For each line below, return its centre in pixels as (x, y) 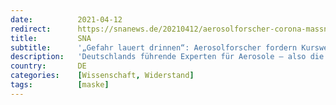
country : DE (48, 66)
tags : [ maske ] (60, 85)
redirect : (31, 29)
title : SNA (51, 38)
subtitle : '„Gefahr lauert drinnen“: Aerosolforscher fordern (154, 47)
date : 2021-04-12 (66, 19)
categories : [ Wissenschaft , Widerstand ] (102, 76)
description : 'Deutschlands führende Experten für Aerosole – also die (167, 57)
